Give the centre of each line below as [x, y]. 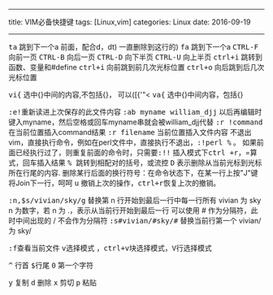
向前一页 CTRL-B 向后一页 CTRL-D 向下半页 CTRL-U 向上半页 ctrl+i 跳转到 [135, 57]
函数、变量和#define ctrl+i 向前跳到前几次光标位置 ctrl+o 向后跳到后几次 [136, 67]
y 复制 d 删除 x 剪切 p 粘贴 [53, 282]
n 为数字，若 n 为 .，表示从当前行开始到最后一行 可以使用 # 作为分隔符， [130, 210]
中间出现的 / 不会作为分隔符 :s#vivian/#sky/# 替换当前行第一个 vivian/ [138, 221]
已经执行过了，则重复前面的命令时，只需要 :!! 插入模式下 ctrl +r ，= [132, 152]
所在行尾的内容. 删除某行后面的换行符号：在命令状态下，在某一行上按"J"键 [133, 173]
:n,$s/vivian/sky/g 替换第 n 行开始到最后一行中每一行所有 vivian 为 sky [135, 200]
